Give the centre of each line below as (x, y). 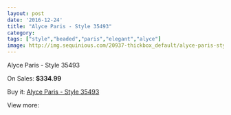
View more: (23, 105)
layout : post (26, 13)
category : (21, 33)
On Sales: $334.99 (34, 79)
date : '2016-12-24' (35, 20)
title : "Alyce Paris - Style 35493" (59, 26)
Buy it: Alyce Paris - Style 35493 (53, 92)
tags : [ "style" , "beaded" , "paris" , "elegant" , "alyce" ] (84, 39)
